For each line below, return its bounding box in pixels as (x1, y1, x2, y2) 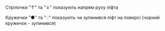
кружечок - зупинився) (5, 20, 56, 26)
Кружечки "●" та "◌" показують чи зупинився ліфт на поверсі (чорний (5, 15, 160, 20)
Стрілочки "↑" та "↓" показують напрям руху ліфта (5, 5, 119, 10)
